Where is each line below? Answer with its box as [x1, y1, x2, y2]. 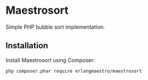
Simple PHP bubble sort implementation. [5, 23, 105, 30]
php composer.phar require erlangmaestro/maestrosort [5, 68, 143, 74]
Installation [5, 41, 48, 51]
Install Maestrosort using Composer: [5, 56, 95, 63]
